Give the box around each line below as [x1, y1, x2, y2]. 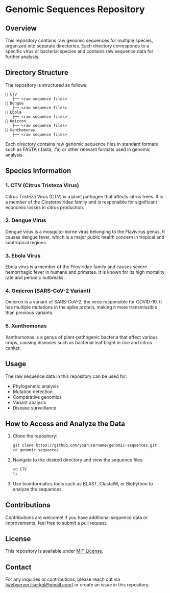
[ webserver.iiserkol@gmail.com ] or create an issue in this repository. [5, 582, 150, 588]
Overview [5, 24, 37, 33]
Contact [5, 562, 32, 572]
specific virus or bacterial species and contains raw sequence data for [5, 48, 154, 54]
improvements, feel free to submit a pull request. [5, 520, 108, 526]
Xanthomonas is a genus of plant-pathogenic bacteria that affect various [5, 334, 158, 340]
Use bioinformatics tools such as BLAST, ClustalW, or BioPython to [12, 480, 153, 486]
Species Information [5, 167, 71, 175]
